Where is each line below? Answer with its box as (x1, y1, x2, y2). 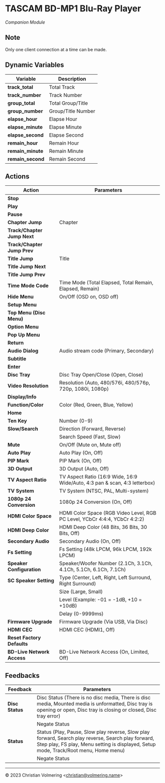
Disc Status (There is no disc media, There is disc (36, 694, 151, 701)
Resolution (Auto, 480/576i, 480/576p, (59, 379, 151, 386)
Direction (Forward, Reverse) (59, 426, 126, 433)
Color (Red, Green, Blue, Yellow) (59, 402, 134, 408)
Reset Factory (7, 635, 41, 641)
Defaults (7, 640, 28, 647)
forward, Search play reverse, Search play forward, (36, 735, 155, 742)
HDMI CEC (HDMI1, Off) (59, 626, 115, 633)
